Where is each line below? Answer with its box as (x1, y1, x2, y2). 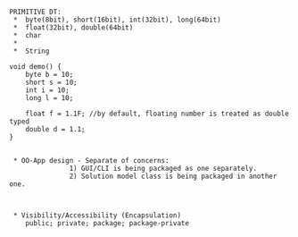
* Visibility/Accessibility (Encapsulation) (12, 211, 181, 220)
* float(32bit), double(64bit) (12, 23, 134, 32)
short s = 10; (25, 78, 78, 87)
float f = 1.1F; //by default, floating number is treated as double (25, 109, 290, 118)
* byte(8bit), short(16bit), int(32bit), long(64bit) (12, 15, 221, 24)
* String (12, 47, 50, 55)
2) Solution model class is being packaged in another (69, 172, 277, 181)
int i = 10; (25, 86, 70, 95)
